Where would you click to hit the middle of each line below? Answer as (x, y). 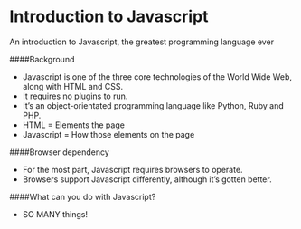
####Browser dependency (60, 152)
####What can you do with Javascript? (83, 196)
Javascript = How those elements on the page (108, 134)
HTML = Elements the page (73, 125)
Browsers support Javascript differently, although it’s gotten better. (147, 179)
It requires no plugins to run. (75, 96)
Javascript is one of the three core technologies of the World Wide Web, (157, 76)
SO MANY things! (55, 214)
